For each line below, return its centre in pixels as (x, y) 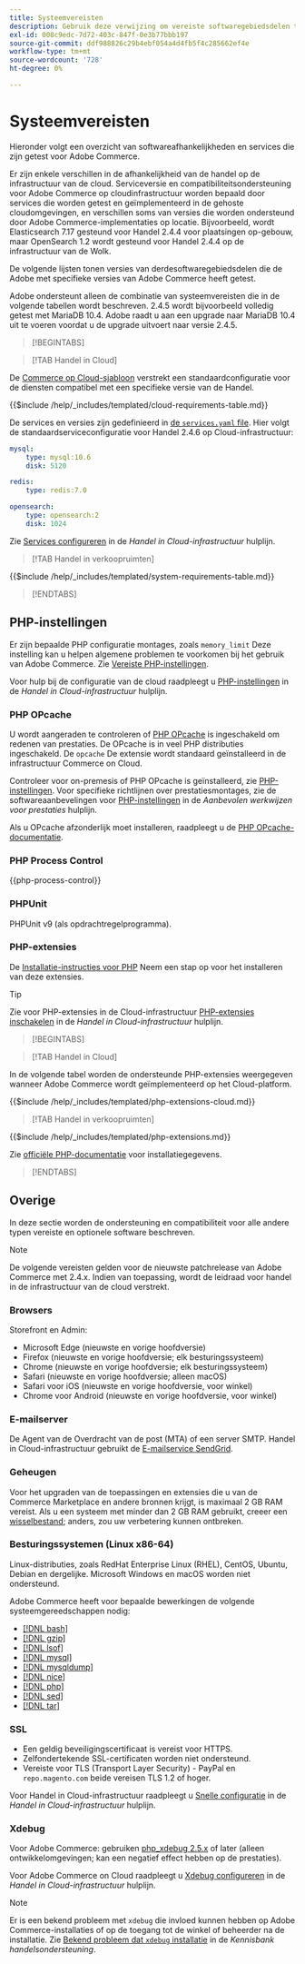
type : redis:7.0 (57, 491)
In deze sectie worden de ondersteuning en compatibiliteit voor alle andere (149, 1222)
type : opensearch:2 (63, 516)
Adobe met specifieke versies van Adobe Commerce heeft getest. (133, 278)
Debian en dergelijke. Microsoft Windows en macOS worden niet (130, 1573)
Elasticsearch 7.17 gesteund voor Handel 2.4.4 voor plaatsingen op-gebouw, (152, 232)
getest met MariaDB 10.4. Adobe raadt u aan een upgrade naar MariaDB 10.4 (152, 315)
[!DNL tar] (41, 1705)
